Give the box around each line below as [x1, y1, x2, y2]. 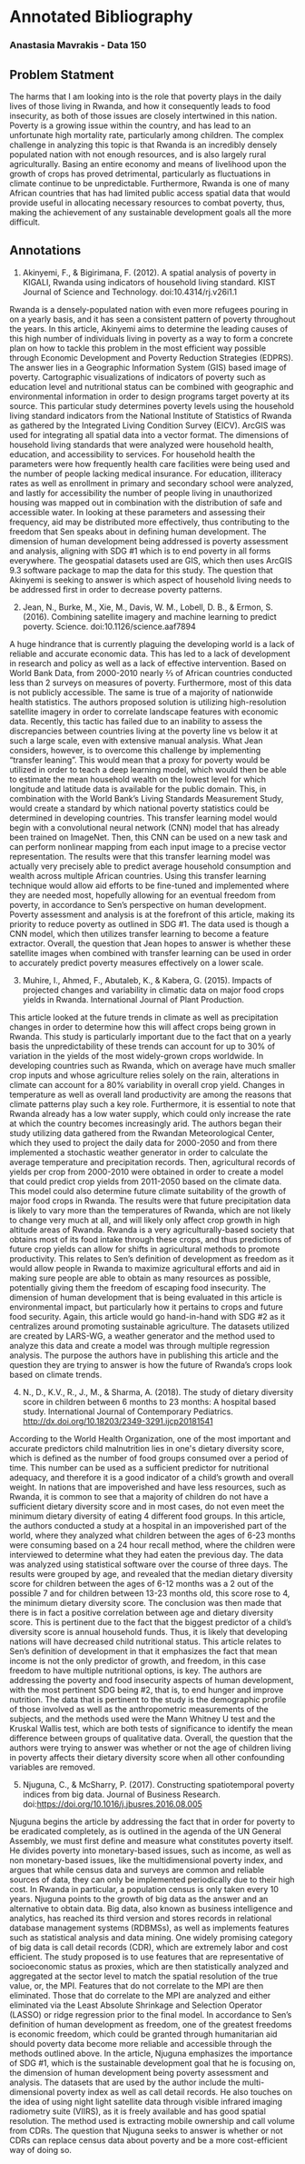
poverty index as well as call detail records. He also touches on [56, 2086, 293, 2097]
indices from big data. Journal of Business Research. [22, 1789, 221, 1800]
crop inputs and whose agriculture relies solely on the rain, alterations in [9, 1070, 280, 1081]
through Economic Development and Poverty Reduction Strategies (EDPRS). [9, 352, 294, 363]
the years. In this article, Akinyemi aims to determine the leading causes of [9, 323, 289, 334]
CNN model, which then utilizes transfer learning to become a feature [9, 928, 270, 939]
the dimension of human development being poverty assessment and [9, 2067, 270, 2078]
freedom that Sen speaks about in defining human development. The [9, 525, 267, 537]
